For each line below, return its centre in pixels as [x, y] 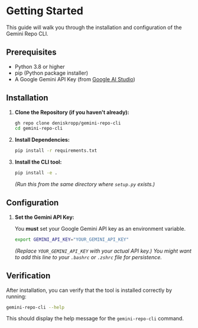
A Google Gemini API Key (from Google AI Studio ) [75, 79]
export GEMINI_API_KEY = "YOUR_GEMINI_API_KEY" [72, 239]
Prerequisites [31, 52]
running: [16, 296]
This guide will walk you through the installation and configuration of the [94, 27]
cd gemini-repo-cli [39, 129]
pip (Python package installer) [51, 73]
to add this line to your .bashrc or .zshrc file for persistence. [88, 257]
